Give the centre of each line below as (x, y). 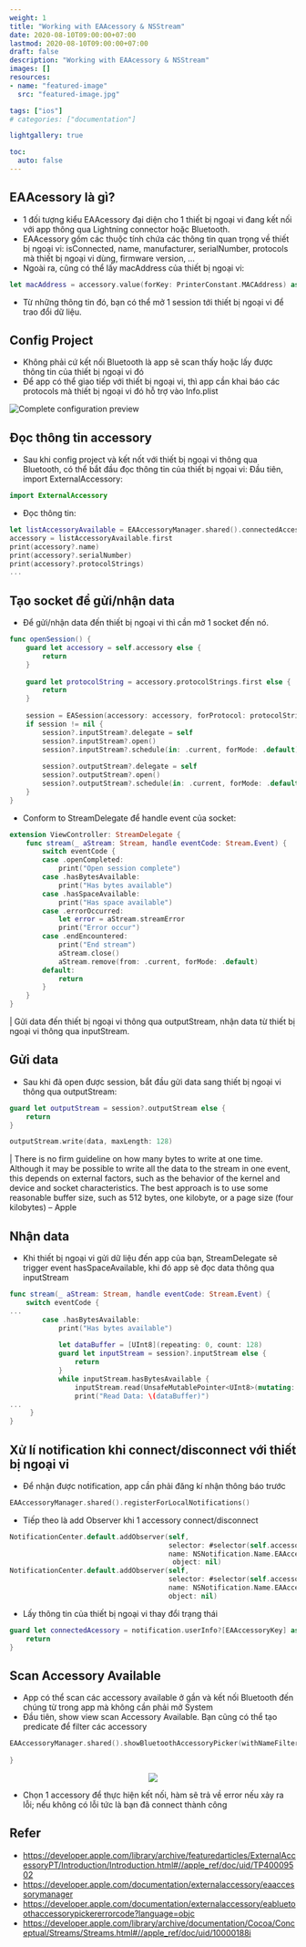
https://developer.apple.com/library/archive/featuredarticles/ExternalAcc (159, 1855)
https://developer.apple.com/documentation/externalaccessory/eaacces (158, 1884)
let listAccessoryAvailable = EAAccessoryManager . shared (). (126, 530)
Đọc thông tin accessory (81, 437)
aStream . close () (89, 953)
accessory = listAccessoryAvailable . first (91, 538)
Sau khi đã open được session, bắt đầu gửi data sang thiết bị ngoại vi (152, 1082)
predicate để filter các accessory (85, 1727)
